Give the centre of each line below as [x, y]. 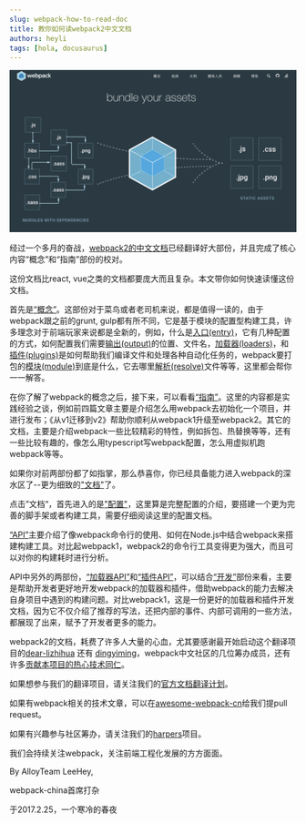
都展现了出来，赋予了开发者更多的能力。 [85, 622]
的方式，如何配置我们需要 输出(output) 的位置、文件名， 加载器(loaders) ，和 [149, 343]
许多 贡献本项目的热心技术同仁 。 [69, 664]
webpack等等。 [39, 453]
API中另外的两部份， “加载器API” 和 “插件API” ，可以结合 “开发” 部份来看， [143, 576]
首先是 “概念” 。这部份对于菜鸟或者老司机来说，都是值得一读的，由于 [137, 309]
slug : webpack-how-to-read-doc [69, 19]
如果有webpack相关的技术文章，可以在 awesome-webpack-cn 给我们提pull [148, 703]
